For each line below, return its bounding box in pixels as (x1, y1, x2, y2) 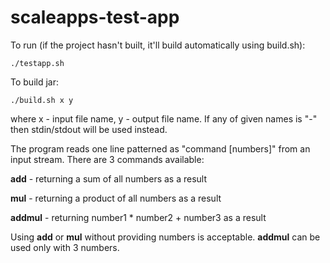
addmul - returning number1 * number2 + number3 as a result (10, 211, 267, 223)
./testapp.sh (10, 58, 65, 68)
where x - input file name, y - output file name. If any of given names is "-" (10, 112, 318, 125)
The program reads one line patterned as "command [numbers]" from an (10, 142, 311, 155)
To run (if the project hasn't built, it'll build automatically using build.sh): (10, 39, 306, 51)
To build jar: (10, 76, 59, 88)
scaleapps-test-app (10, 6, 180, 29)
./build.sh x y (10, 95, 74, 105)
